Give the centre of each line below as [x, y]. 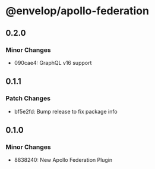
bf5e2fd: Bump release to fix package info [66, 111]
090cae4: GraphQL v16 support [53, 62]
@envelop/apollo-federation [77, 11]
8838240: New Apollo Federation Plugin [63, 160]
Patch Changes [28, 98]
